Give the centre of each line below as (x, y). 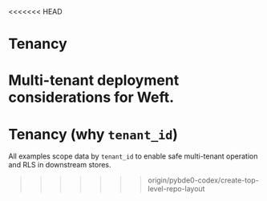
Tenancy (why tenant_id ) (93, 134)
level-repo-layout (176, 189)
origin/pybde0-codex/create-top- (203, 180)
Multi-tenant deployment (94, 80)
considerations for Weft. (91, 97)
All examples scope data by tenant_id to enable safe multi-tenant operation (133, 156)
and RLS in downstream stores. (60, 165)
